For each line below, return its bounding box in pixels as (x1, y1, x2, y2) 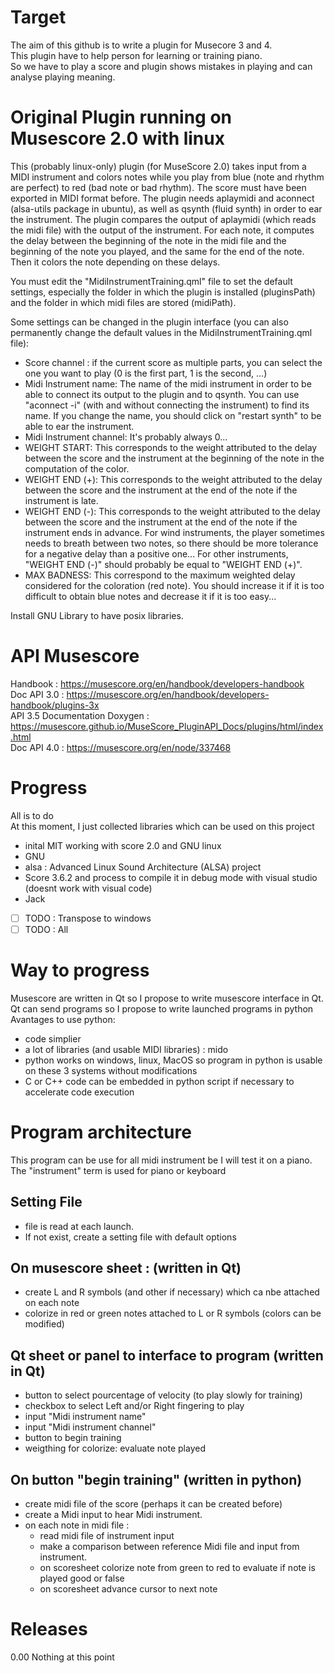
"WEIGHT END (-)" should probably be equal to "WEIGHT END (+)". (24, 558, 303, 570)
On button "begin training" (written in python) (10, 1471, 303, 1488)
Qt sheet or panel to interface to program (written (10, 1347, 324, 1364)
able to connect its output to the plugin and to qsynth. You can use (24, 388, 300, 400)
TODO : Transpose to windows (24, 912, 152, 924)
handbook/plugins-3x (10, 699, 100, 711)
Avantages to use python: (10, 1013, 116, 1025)
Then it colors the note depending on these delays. (10, 256, 221, 268)
